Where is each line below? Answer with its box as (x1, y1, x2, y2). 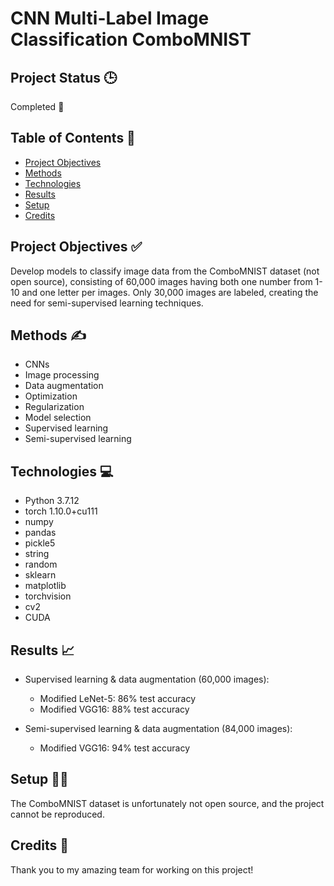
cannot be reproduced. (10, 808, 105, 820)
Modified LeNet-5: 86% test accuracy (39, 693, 197, 705)
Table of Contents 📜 (10, 130, 136, 147)
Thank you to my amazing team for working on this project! (10, 863, 254, 876)
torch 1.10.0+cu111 (24, 505, 98, 517)
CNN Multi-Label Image (10, 7, 210, 30)
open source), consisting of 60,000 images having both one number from (10, 275, 313, 287)
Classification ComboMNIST (10, 28, 252, 51)
